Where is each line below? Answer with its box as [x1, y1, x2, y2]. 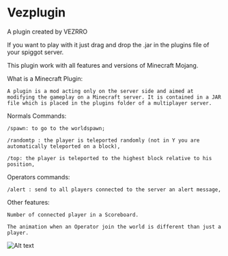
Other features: [7, 198, 50, 206]
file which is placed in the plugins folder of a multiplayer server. [7, 99, 212, 107]
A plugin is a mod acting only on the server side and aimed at [7, 88, 194, 94]
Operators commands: [7, 172, 70, 181]
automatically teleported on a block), [7, 142, 121, 150]
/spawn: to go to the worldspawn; [7, 125, 106, 131]
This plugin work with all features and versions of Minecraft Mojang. [7, 61, 199, 69]
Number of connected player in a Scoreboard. [7, 211, 139, 218]
